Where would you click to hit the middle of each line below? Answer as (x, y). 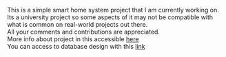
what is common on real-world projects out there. (78, 24)
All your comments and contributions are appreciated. (84, 32)
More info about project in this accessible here (73, 39)
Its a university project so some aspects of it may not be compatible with (110, 17)
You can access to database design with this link (76, 46)
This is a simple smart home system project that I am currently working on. (113, 10)
